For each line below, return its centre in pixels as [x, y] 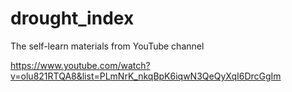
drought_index [72, 18]
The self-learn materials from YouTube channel [107, 46]
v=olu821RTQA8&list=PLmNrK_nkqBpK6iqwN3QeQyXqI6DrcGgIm [146, 76]
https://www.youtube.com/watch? [80, 65]
